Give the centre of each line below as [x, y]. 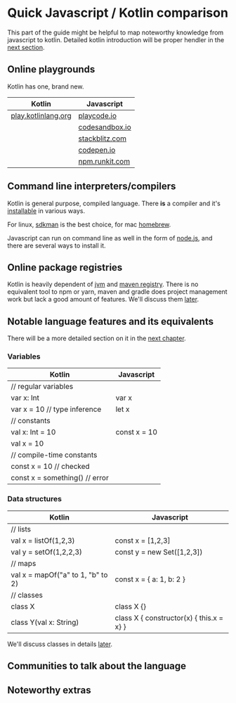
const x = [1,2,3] [143, 541]
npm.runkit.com [104, 161]
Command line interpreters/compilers [92, 187]
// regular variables [42, 387]
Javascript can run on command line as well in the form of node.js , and [110, 238]
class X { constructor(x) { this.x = [169, 618]
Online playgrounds [51, 69]
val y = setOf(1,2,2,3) [47, 552]
